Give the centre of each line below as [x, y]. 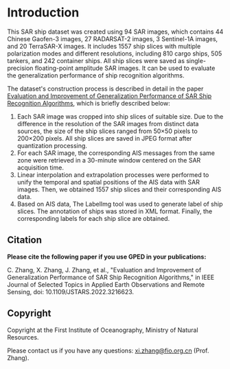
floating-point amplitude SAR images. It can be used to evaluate [125, 68]
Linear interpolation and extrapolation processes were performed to [113, 175]
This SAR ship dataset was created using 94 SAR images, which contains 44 [115, 32]
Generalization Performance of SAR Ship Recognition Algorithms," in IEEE [111, 277]
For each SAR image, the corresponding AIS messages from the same [116, 153]
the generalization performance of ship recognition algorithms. [96, 75]
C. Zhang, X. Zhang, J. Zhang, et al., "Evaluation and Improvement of [104, 270]
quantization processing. [52, 145]
